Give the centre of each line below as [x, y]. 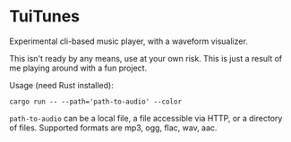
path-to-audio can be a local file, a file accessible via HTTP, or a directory [146, 118]
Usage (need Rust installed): [61, 85]
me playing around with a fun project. [78, 68]
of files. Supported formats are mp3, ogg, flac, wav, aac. [113, 128]
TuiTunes [45, 17]
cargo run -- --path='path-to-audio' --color [95, 101]
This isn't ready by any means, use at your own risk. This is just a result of [146, 58]
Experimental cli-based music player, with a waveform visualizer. [128, 41]
